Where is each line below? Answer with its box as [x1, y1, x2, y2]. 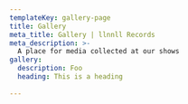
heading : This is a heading [17, 72, 124, 81]
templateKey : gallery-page [9, 13, 111, 23]
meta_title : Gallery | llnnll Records [9, 30, 155, 39]
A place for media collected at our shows [17, 47, 180, 56]
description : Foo [17, 64, 83, 73]
